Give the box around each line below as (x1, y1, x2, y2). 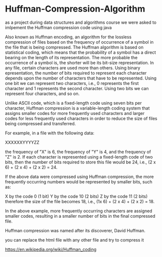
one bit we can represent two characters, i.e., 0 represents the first (5, 80, 139, 86)
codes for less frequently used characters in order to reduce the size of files (5, 115, 158, 121)
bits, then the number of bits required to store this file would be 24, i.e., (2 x (5, 159, 156, 165)
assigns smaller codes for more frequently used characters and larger (5, 110, 145, 116)
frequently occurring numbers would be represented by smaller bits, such (5, 178, 153, 185)
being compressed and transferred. (5, 120, 76, 127)
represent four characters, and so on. (5, 91, 80, 96)
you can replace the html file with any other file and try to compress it (5, 237, 144, 243)
